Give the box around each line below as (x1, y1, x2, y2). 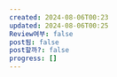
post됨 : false (9, 37, 59, 47)
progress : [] (9, 54, 58, 63)
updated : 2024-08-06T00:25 (9, 21, 109, 30)
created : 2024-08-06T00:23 (9, 12, 109, 22)
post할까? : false (9, 46, 69, 55)
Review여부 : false (9, 29, 74, 38)
